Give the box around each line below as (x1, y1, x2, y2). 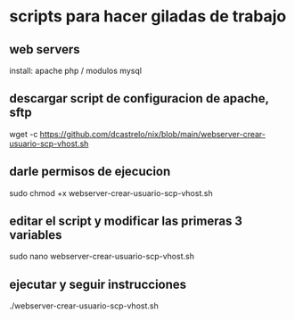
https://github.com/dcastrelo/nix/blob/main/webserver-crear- (39, 128, 266, 139)
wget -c (9, 128, 38, 139)
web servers (9, 42, 80, 57)
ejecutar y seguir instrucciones (9, 276, 187, 291)
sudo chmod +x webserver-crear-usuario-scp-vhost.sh (9, 187, 213, 198)
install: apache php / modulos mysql (9, 65, 143, 76)
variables (9, 227, 62, 242)
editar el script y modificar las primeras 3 (9, 214, 243, 229)
